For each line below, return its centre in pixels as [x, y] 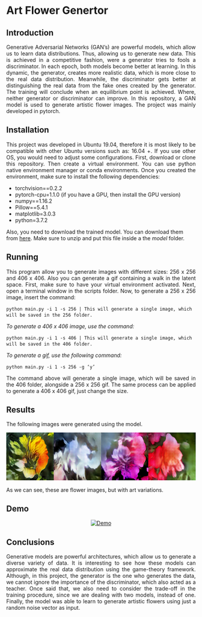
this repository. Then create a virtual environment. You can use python [101, 164]
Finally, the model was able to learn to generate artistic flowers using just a [101, 601]
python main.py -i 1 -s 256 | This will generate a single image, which [99, 309]
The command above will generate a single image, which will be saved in [101, 378]
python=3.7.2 [31, 220]
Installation [28, 130]
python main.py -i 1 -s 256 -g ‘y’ [51, 367]
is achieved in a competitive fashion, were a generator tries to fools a [101, 60]
